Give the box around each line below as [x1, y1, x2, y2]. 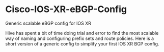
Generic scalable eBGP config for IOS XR [5, 20, 92, 26]
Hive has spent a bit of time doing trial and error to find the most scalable [5, 30, 159, 36]
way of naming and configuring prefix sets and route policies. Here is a [5, 35, 154, 41]
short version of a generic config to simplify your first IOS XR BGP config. [5, 40, 159, 46]
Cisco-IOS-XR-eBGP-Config [5, 4, 127, 15]
